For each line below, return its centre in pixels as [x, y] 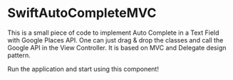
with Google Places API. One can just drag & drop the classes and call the [115, 40]
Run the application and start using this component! [83, 69]
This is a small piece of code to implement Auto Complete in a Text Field [113, 33]
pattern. [19, 55]
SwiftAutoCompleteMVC [82, 13]
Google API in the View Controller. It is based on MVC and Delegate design [117, 47]
